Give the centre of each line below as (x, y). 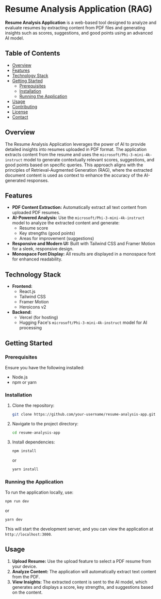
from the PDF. (26, 577)
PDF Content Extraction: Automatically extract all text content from (79, 207)
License (20, 112)
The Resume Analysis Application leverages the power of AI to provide (75, 144)
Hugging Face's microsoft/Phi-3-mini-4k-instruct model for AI (83, 322)
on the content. (27, 592)
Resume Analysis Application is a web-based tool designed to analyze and (81, 22)
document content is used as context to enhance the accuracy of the (74, 175)
